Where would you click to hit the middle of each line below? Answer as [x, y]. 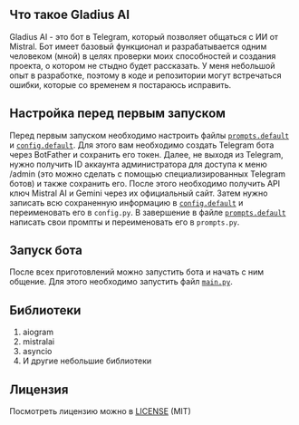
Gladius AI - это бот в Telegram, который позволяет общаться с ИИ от [144, 36]
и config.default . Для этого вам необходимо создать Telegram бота [142, 145]
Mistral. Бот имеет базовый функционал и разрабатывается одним [138, 46]
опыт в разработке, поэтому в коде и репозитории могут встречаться [145, 75]
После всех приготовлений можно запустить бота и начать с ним [137, 272]
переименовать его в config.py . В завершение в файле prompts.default [148, 212]
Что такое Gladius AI [69, 15]
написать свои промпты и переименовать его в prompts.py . [125, 222]
